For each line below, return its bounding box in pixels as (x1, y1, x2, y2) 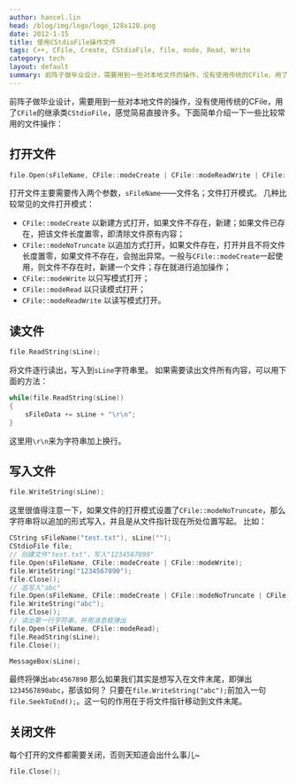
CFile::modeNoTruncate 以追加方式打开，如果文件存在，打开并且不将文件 (21, 240, 286, 251)
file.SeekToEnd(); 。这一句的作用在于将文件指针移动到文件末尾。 (9, 696, 247, 707)
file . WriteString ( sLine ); (9, 488, 104, 497)
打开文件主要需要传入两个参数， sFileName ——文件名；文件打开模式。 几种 (9, 188, 280, 198)
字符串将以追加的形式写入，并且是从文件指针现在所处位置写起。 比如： (9, 516, 267, 527)
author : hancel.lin (9, 12, 81, 22)
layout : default (9, 63, 69, 72)
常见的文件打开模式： (16, 198, 95, 209)
